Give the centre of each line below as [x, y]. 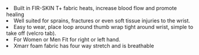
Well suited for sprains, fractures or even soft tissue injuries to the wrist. [102, 21]
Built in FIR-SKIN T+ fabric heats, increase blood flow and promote [95, 8]
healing [15, 14]
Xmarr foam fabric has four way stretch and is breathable [84, 46]
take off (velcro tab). [31, 33]
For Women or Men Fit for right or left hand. [67, 39]
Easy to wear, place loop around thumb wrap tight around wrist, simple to [104, 27]
